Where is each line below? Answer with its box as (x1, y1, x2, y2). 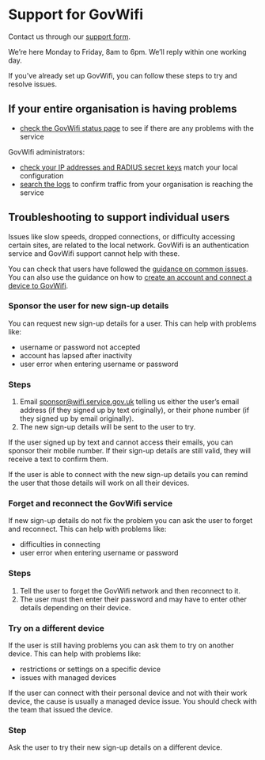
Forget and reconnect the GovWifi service (8, 498, 172, 509)
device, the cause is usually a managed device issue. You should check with (8, 697, 257, 706)
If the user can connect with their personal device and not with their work (8, 688, 248, 698)
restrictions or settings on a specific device (19, 664, 161, 674)
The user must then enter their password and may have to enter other (19, 594, 247, 604)
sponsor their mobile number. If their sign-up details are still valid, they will (8, 446, 252, 456)
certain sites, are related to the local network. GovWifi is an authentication (8, 240, 249, 250)
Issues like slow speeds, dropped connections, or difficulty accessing (8, 231, 236, 241)
